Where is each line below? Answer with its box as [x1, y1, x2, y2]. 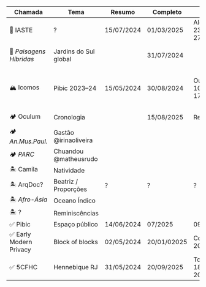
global [53, 55, 72, 63]
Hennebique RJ [53, 263, 98, 271]
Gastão [53, 128, 75, 136]
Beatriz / [53, 177, 78, 185]
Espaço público [53, 220, 98, 228]
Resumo [110, 8, 135, 16]
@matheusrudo [53, 155, 98, 163]
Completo [152, 8, 182, 16]
